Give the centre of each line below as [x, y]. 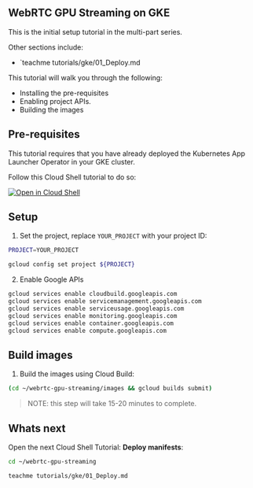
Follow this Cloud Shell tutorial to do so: [72, 177]
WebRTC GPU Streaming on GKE [89, 13]
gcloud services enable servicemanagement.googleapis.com [105, 301]
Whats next [37, 428]
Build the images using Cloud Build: [77, 374]
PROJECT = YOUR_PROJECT [44, 250]
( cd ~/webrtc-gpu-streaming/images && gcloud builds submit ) [110, 389]
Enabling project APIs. [55, 101]
